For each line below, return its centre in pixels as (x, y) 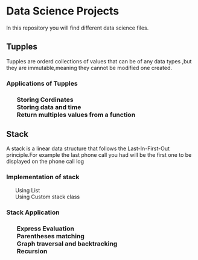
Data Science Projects (63, 11)
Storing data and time (49, 107)
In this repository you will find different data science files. (78, 28)
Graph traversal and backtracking (67, 244)
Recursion (32, 251)
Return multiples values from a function (76, 115)
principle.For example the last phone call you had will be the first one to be (99, 155)
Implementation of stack (43, 177)
